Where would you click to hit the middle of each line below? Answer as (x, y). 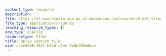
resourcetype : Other (26, 37)
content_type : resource (30, 9)
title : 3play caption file (33, 41)
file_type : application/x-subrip (40, 23)
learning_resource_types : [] (35, 28)
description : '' (22, 14)
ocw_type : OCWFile (24, 32)
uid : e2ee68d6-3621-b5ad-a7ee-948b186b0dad (51, 46)
